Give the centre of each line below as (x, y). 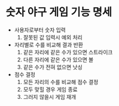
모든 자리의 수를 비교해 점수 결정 (61, 82)
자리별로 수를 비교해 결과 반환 (48, 45)
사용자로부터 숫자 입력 (40, 30)
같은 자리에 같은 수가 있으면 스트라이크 (68, 52)
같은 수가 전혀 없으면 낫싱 (53, 67)
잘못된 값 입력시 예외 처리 (53, 37)
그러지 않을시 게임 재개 (50, 96)
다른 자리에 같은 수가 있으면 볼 (58, 60)
